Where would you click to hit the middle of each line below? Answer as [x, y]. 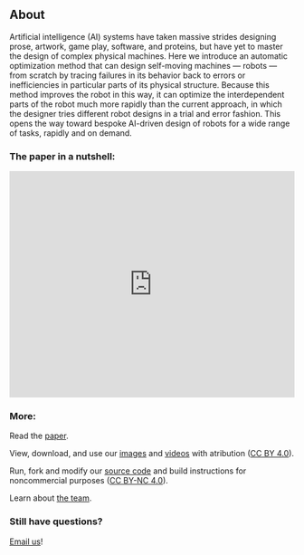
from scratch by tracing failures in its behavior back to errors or [128, 75]
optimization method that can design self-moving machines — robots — [143, 65]
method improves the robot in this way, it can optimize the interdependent [147, 94]
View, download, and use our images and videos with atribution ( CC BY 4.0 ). [152, 454]
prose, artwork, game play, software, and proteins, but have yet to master [146, 46]
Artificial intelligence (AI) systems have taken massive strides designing [143, 36]
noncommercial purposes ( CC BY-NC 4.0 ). [89, 481]
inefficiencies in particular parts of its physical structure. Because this [139, 84]
